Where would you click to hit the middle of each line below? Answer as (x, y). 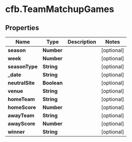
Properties (22, 28)
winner (16, 132)
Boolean (53, 83)
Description (82, 42)
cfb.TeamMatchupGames (60, 9)
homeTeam (21, 99)
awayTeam (21, 115)
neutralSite (21, 83)
